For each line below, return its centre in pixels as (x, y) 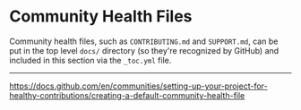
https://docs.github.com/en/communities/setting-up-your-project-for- (138, 86)
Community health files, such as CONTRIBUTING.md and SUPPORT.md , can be (144, 41)
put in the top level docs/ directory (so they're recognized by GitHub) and (144, 50)
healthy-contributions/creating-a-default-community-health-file (127, 95)
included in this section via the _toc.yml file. (90, 60)
